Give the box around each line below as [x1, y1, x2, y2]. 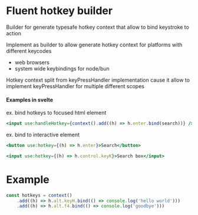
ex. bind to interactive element [6, 131, 80, 139]
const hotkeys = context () [6, 192, 72, 198]
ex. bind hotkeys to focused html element [6, 109, 107, 116]
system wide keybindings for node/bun [14, 65, 110, 72]
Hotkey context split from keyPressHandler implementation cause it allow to [6, 76, 190, 83]
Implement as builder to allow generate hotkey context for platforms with [6, 41, 183, 48]
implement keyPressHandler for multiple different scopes [6, 82, 144, 89]
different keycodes [6, 47, 52, 54]
